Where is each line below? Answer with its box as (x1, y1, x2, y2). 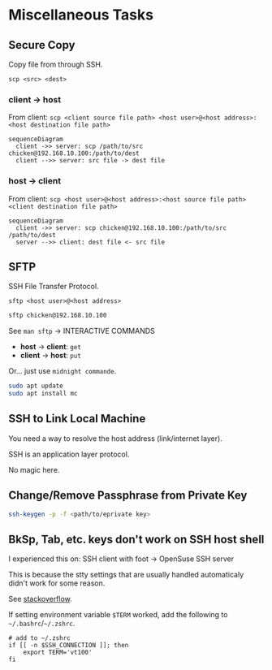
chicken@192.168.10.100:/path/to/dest (8, 149, 140, 158)
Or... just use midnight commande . (8, 366, 117, 376)
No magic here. (8, 465, 60, 474)
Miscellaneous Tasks (8, 6, 154, 24)
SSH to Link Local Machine (8, 412, 146, 426)
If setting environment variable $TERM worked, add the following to (8, 610, 228, 620)
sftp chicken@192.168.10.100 (8, 311, 107, 320)
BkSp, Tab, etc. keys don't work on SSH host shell (8, 532, 265, 546)
